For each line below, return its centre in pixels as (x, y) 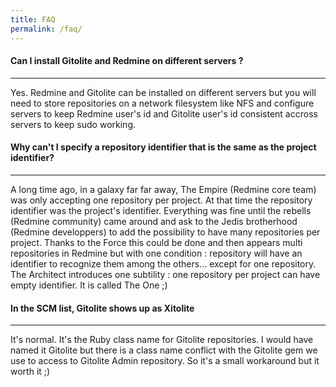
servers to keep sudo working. (73, 124)
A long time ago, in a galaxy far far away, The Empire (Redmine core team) (163, 189)
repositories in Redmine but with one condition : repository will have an (156, 253)
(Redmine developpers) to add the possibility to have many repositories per (165, 232)
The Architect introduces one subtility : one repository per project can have (165, 274)
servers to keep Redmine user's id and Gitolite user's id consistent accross (164, 113)
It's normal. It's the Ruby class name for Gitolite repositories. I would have (162, 340)
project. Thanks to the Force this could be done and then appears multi (156, 242)
